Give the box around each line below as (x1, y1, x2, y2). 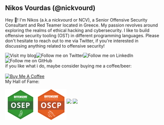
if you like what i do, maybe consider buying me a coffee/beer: (5, 63, 132, 69)
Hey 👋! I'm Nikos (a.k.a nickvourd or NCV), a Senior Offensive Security (5, 17, 148, 23)
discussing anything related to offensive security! (5, 43, 105, 49)
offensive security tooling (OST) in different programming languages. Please (5, 32, 160, 38)
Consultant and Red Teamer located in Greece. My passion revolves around (5, 22, 158, 28)
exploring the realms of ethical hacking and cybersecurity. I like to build (5, 27, 150, 33)
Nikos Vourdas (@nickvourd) (5, 4, 96, 12)
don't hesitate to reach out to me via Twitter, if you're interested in (5, 38, 139, 44)
